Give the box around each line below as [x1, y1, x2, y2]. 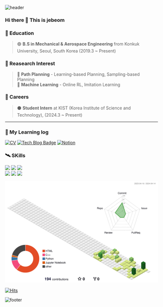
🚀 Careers [5, 94, 29, 101]
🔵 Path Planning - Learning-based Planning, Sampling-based [16, 71, 140, 77]
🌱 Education [5, 30, 34, 36]
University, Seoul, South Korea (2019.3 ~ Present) [16, 48, 116, 54]
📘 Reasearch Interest [5, 60, 55, 67]
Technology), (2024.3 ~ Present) [16, 112, 82, 118]
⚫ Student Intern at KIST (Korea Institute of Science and [16, 105, 131, 111]
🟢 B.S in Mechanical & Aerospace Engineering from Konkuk [16, 41, 140, 47]
